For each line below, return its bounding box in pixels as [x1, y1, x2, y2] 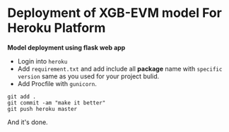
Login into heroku [17, 56, 68, 65]
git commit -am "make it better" [7, 99, 106, 107]
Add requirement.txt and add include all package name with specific [17, 64, 223, 73]
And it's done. [7, 118, 48, 126]
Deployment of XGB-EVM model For [7, 5, 223, 21]
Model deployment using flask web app [7, 43, 126, 52]
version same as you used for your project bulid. [17, 72, 160, 80]
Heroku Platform [7, 20, 106, 36]
